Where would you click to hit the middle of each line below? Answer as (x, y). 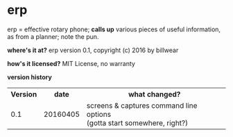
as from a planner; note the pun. (53, 36)
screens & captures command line (142, 105)
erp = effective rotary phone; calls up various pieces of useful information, (114, 29)
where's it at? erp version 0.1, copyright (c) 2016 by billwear (93, 50)
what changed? (154, 94)
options (99, 114)
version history (29, 77)
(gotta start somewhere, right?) (137, 122)
